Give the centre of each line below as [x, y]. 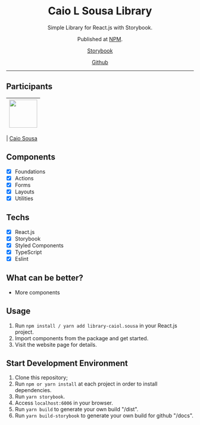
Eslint [21, 258]
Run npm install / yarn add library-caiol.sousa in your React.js [96, 325]
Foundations [30, 171]
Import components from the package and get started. [82, 338]
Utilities [24, 198]
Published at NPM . [100, 39]
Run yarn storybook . [40, 397]
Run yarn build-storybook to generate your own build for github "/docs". [104, 415]
